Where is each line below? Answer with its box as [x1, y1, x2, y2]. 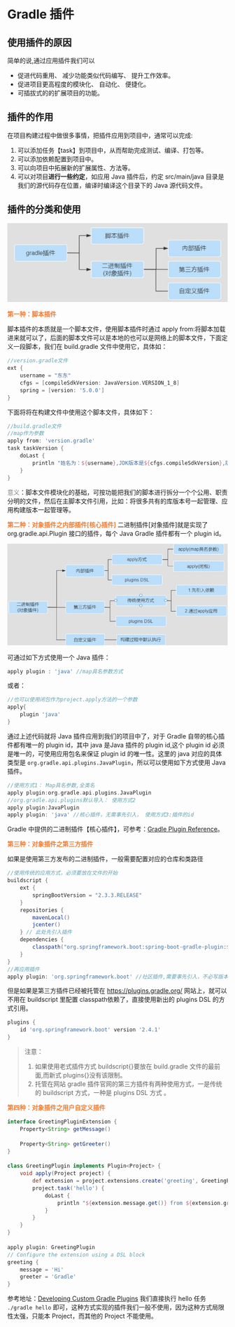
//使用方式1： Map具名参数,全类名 [7, 782, 95, 789]
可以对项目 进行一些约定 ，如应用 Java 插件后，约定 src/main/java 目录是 [17, 172, 225, 181]
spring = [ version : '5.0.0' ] [20, 387, 105, 394]
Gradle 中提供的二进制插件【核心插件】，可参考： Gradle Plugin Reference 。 [7, 825, 224, 834]
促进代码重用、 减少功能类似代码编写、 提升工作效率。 [17, 71, 175, 79]
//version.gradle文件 [7, 357, 69, 364]
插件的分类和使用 [7, 204, 81, 216]
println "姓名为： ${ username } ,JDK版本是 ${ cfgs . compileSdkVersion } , [32, 460, 226, 467]
